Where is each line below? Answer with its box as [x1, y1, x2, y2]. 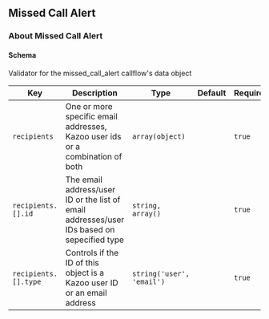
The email [65, 174, 102, 185]
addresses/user [65, 214, 125, 225]
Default [197, 87, 227, 99]
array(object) [131, 131, 186, 141]
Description [71, 87, 118, 99]
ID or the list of [65, 194, 121, 205]
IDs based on [65, 224, 115, 235]
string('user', [131, 269, 190, 278]
